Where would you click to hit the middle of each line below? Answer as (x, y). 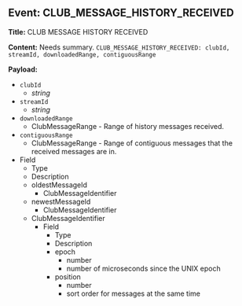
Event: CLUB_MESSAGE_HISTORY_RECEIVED (121, 13)
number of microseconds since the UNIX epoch (144, 268)
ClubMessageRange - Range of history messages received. (128, 126)
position (68, 277)
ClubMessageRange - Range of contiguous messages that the (132, 143)
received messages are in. (74, 151)
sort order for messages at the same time (134, 293)
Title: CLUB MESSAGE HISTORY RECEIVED (78, 31)
